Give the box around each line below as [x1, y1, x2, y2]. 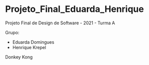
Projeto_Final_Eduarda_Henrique [5, 3, 144, 15]
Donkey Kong [5, 54, 33, 60]
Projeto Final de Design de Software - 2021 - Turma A [5, 20, 116, 26]
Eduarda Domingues [12, 39, 55, 45]
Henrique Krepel [12, 44, 46, 50]
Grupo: [5, 29, 19, 35]
